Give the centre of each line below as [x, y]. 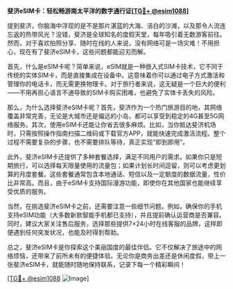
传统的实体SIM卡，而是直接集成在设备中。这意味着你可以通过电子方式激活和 [116, 75]
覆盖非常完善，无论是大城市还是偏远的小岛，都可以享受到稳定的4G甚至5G [113, 116]
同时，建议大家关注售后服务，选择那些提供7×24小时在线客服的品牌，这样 [112, 224]
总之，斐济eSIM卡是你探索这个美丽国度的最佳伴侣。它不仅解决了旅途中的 [112, 247]
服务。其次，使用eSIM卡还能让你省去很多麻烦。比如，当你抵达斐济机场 [114, 125]
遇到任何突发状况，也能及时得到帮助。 [68, 232]
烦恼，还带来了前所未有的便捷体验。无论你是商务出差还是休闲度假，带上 [116, 256]
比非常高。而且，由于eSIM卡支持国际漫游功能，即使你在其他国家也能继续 [112, 183]
